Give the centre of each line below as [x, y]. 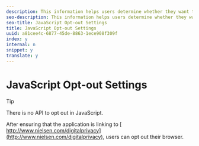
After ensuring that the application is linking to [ [64, 124]
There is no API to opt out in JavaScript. [55, 112]
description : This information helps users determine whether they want [98, 12]
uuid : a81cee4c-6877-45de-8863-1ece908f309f [62, 34]
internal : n [21, 45]
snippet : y [20, 50]
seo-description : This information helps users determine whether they [96, 17]
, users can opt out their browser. [143, 137]
